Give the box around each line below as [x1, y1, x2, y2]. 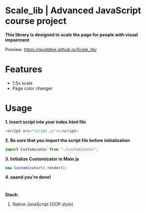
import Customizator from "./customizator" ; [5, 147, 98, 152]
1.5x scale [12, 80, 33, 86]
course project [5, 15, 67, 27]
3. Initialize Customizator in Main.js [5, 156, 79, 162]
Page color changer [12, 85, 53, 91]
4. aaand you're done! [5, 174, 51, 180]
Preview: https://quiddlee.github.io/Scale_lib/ [5, 46, 97, 52]
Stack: [5, 191, 19, 197]
